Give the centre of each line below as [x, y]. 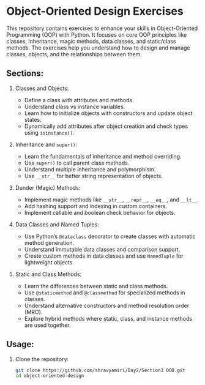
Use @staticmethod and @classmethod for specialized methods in [105, 293]
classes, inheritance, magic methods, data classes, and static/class [91, 41]
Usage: [20, 344]
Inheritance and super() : [46, 144]
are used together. [47, 325]
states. [33, 119]
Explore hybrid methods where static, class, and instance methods [108, 318]
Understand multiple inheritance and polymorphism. [90, 169]
